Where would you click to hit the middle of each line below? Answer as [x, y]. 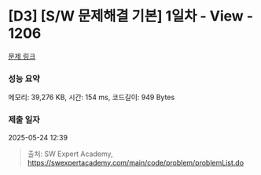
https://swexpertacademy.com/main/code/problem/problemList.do [136, 162]
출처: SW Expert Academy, [70, 154]
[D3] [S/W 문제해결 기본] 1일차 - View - [131, 16]
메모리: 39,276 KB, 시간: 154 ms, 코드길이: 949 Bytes [92, 97]
